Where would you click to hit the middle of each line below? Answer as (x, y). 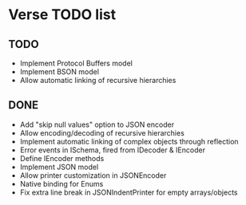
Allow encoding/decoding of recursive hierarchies (102, 132)
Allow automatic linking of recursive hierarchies (98, 80)
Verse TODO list (62, 15)
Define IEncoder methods (62, 158)
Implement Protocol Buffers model (76, 63)
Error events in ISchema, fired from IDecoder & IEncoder (113, 150)
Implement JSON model (59, 167)
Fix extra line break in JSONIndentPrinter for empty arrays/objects (129, 192)
